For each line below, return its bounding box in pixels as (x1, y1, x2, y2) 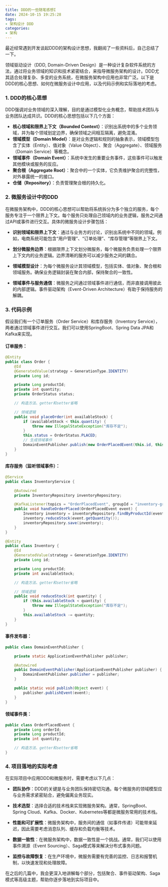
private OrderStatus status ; (14, 391, 75, 397)
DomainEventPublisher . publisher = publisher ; (23, 672, 120, 677)
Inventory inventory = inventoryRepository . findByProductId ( (23, 511, 153, 516)
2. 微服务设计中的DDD (5, 194, 58, 201)
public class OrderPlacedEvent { (5, 722, 75, 727)
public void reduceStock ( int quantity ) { (14, 594, 101, 599)
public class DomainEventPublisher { (5, 644, 84, 650)
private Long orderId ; (14, 727, 61, 732)
